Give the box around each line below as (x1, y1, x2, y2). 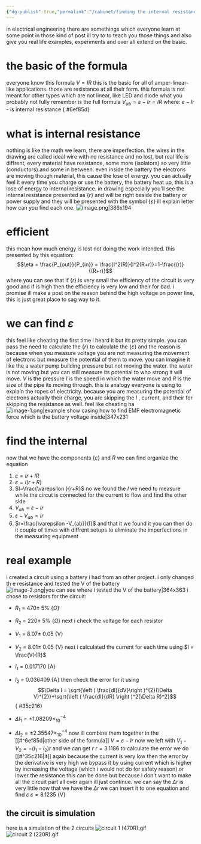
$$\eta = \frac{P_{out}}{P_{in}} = (17, 261, 99, 268)
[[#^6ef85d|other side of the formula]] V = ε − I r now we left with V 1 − (14, 737, 187, 745)
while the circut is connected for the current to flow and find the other (14, 491, 187, 499)
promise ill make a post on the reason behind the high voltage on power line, (6, 290, 194, 297)
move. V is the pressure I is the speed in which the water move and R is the (6, 375, 191, 382)
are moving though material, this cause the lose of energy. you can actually (6, 172, 191, 180)
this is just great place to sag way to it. (6, 296, 101, 303)
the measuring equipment (14, 532, 79, 539)
